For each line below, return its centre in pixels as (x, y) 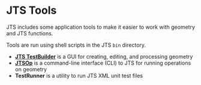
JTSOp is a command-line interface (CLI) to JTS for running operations (103, 63)
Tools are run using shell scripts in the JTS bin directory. (76, 45)
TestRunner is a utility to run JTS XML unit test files (79, 75)
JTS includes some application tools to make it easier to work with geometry (101, 27)
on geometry (31, 69)
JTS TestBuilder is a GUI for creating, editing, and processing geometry (104, 56)
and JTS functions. (30, 33)
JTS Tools (31, 10)
